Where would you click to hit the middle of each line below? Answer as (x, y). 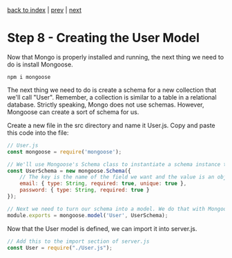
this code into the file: (38, 132)
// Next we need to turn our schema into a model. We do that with (106, 209)
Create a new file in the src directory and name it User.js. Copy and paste (111, 125)
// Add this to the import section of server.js (78, 241)
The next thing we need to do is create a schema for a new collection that (112, 90)
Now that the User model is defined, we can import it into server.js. (102, 228)
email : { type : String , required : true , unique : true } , (103, 184)
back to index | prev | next (44, 10)
